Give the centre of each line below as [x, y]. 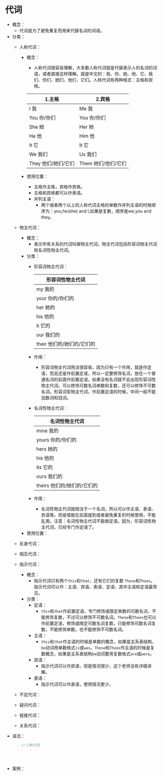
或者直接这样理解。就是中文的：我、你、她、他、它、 [96, 74]
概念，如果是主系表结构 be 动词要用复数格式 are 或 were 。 [100, 654]
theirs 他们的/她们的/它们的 [67, 485]
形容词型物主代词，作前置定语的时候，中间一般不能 [105, 391]
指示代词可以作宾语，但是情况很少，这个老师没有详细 [94, 666]
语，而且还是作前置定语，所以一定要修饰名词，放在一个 [96, 373]
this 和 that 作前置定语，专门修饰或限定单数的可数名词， [97, 611]
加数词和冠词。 [56, 397]
